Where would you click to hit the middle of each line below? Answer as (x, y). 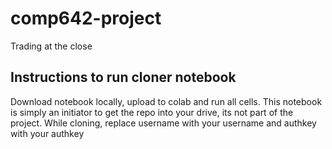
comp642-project (86, 18)
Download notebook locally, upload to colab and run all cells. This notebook (166, 101)
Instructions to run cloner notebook (123, 77)
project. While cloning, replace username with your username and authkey (163, 123)
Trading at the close (51, 46)
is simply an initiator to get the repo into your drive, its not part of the (152, 112)
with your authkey (47, 133)
